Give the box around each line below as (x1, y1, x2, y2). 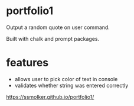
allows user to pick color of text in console (14, 75, 118, 82)
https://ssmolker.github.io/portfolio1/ (6, 93, 94, 100)
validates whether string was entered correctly (14, 82, 129, 89)
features (6, 56, 49, 69)
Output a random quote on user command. (6, 24, 110, 31)
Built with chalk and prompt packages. (6, 35, 100, 42)
